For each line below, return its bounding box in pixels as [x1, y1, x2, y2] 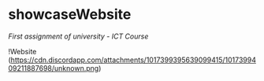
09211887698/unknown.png [8, 63, 99, 72]
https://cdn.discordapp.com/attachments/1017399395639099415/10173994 [10, 55, 256, 64]
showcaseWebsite [8, 6, 132, 24]
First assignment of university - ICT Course [8, 31, 149, 41]
